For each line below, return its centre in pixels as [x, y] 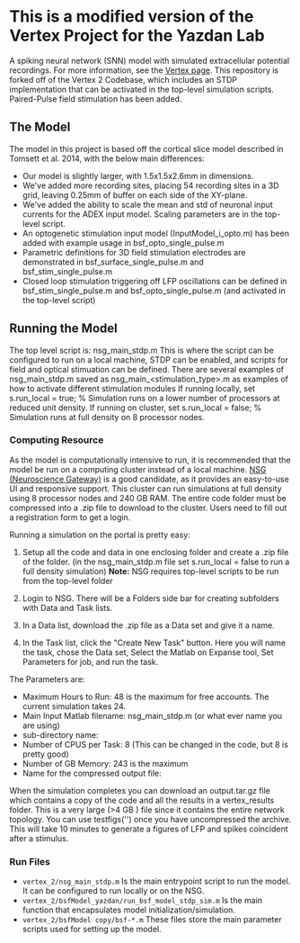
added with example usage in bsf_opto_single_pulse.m [123, 242]
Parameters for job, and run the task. [90, 661]
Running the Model [64, 329]
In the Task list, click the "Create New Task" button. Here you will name [154, 642]
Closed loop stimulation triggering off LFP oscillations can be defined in [154, 281]
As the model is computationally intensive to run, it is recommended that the [150, 460]
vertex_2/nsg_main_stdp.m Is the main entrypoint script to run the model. [156, 881]
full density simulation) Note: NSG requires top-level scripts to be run [150, 571]
